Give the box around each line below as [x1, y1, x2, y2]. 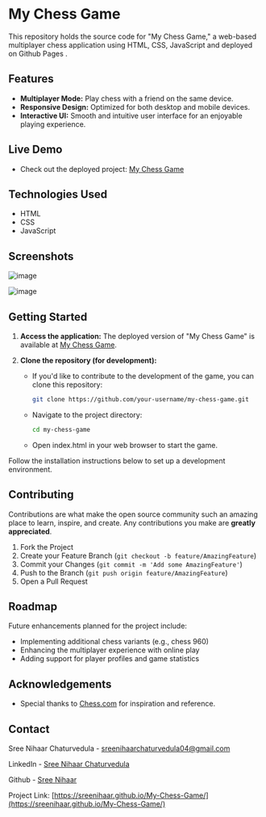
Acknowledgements [8, 677, 112, 691]
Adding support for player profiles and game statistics [19, 654, 200, 664]
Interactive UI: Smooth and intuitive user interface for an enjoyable [19, 111, 243, 120]
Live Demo [8, 143, 63, 157]
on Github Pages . [8, 48, 68, 58]
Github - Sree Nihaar [8, 775, 77, 784]
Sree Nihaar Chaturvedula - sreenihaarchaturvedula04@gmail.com [8, 744, 231, 753]
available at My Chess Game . [19, 340, 117, 350]
